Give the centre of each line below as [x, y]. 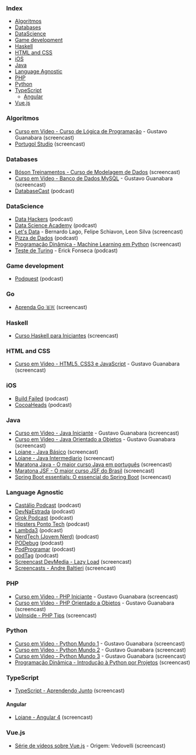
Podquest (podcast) [39, 279]
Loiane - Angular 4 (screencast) [54, 717]
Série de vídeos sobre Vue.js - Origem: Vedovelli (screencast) [90, 746]
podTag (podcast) [37, 555]
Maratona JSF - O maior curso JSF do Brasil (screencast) [85, 470]
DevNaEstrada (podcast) [45, 512]
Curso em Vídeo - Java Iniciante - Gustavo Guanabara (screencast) [97, 433]
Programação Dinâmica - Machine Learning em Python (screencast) [98, 245]
